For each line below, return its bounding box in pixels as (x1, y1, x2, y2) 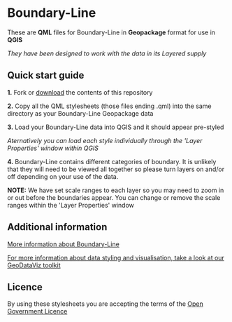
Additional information (7, 221, 108, 233)
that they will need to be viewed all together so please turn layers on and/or (7, 165, 225, 173)
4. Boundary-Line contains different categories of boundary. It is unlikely (7, 157, 217, 166)
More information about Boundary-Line (7, 240, 120, 248)
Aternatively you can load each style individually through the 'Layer (7, 136, 203, 145)
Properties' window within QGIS (7, 144, 99, 152)
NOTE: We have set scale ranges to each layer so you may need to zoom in (7, 186, 224, 194)
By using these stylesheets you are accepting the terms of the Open (7, 300, 204, 308)
